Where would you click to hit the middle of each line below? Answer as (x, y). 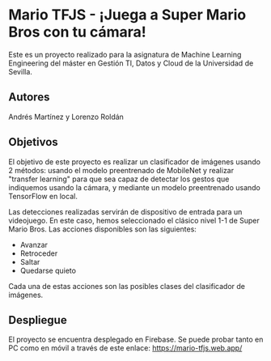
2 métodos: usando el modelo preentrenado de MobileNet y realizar (121, 170)
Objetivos (33, 142)
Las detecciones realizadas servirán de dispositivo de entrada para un (125, 211)
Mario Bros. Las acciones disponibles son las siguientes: (102, 229)
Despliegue (38, 320)
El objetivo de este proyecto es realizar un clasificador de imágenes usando (135, 161)
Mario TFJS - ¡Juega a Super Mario (127, 15)
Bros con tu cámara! (78, 32)
